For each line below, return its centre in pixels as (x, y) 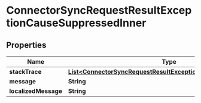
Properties (26, 45)
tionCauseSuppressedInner (76, 23)
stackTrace (25, 72)
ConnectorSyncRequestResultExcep (99, 10)
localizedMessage (36, 91)
